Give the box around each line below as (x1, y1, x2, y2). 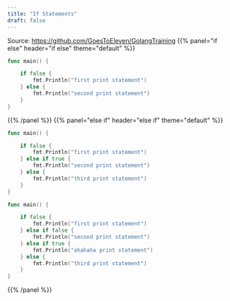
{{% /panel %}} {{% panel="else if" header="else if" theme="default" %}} (7, 116, 224, 124)
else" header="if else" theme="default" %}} (7, 44, 136, 52)
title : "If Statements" (7, 10, 78, 18)
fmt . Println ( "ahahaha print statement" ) (33, 247, 154, 254)
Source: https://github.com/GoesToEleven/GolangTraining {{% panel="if (7, 36, 218, 45)
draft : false (7, 17, 46, 24)
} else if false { (20, 227, 74, 234)
